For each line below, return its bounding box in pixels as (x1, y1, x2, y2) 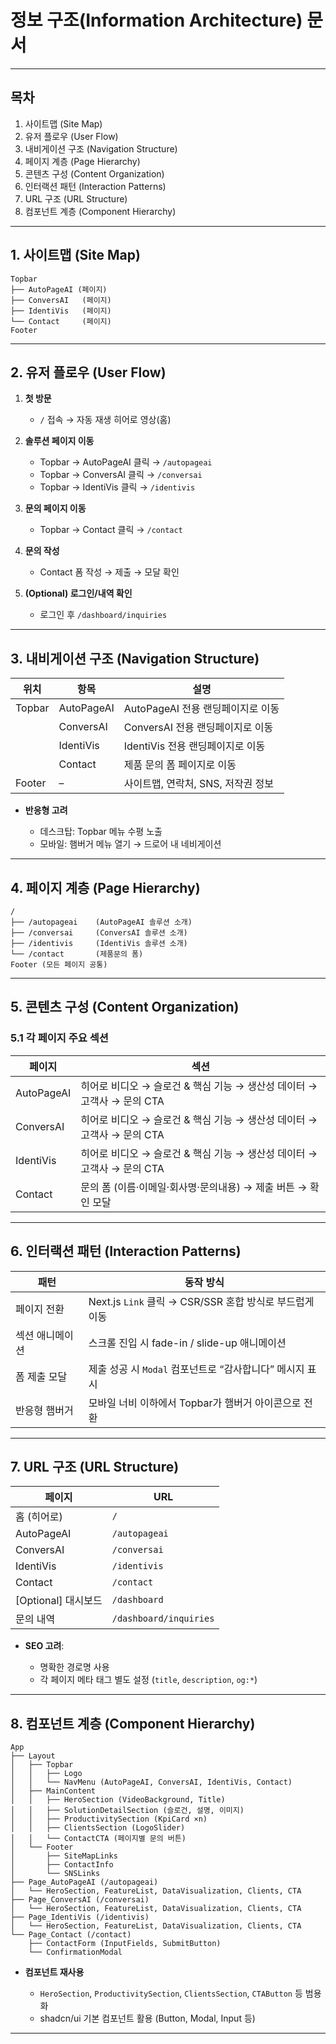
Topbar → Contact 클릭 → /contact (39, 524, 183, 536)
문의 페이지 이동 (24, 502, 87, 515)
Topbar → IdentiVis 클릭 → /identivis (39, 481, 196, 493)
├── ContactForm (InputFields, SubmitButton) (28, 1939, 222, 1949)
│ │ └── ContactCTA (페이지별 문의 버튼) (10, 1834, 187, 1844)
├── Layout (10, 1751, 56, 1761)
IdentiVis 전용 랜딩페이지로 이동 (123, 739, 266, 753)
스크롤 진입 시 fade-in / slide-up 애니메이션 (88, 1336, 287, 1350)
